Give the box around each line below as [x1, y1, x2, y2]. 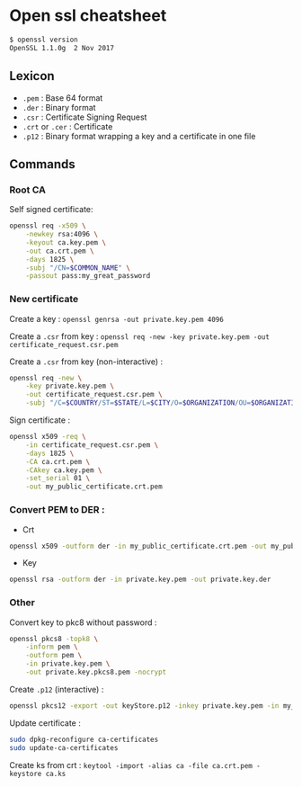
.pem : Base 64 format [22, 92, 103, 103]
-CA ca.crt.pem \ [25, 457, 91, 466]
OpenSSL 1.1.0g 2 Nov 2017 [9, 43, 115, 52]
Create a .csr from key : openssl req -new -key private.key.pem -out [9, 330, 270, 342]
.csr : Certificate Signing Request [22, 112, 147, 122]
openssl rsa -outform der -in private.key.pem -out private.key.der [9, 575, 271, 585]
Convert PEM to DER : [9, 504, 105, 516]
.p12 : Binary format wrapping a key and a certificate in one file [22, 130, 256, 141]
